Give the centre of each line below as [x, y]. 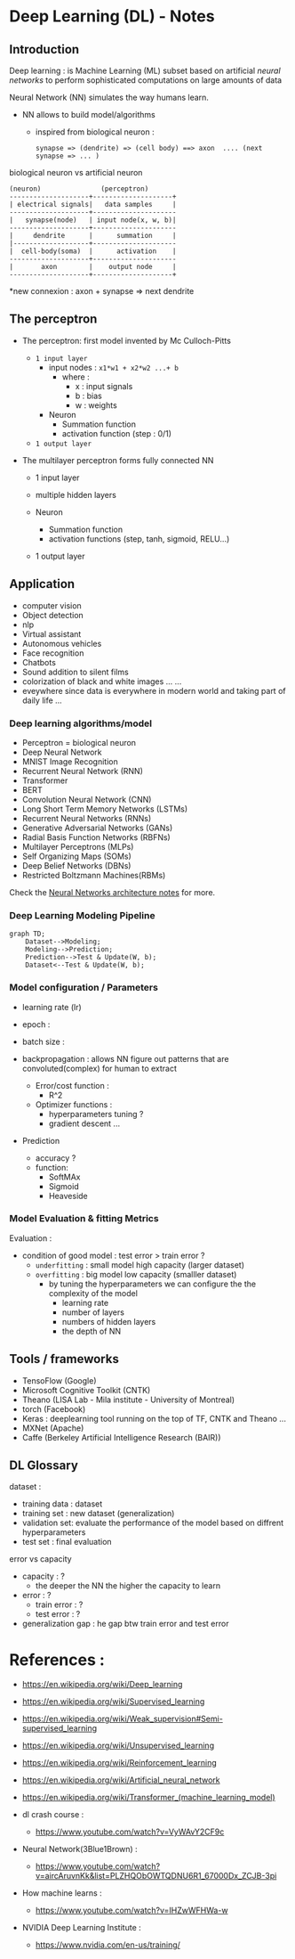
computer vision [52, 605]
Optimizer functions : [74, 1104]
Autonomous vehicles [62, 643]
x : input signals [104, 386]
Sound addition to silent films [75, 672]
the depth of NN [92, 1331]
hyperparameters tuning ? [96, 1114]
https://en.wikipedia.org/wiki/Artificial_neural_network [121, 1780]
